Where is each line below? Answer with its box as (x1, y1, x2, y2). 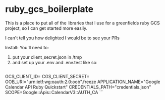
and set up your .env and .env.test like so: (12, 59, 98, 65)
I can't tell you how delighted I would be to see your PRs (5, 35, 120, 41)
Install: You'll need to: (5, 44, 49, 50)
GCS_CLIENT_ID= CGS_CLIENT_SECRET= (5, 73, 90, 79)
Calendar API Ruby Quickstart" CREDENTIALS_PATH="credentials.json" (5, 84, 151, 90)
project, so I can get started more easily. (5, 25, 88, 31)
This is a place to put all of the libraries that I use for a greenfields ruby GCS (5, 20, 160, 26)
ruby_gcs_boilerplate (5, 3, 94, 15)
